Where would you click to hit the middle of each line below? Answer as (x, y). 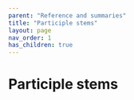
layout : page (30, 30)
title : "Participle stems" (53, 23)
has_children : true (41, 45)
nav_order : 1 (30, 38)
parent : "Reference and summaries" (67, 15)
